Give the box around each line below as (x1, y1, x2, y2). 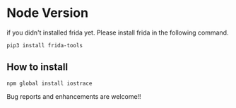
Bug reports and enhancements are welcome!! (6, 92, 142, 100)
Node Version (6, 5, 89, 21)
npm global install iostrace (6, 80, 93, 87)
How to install (6, 61, 69, 73)
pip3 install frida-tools (6, 42, 83, 49)
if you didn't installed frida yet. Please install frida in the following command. (6, 28, 229, 37)
